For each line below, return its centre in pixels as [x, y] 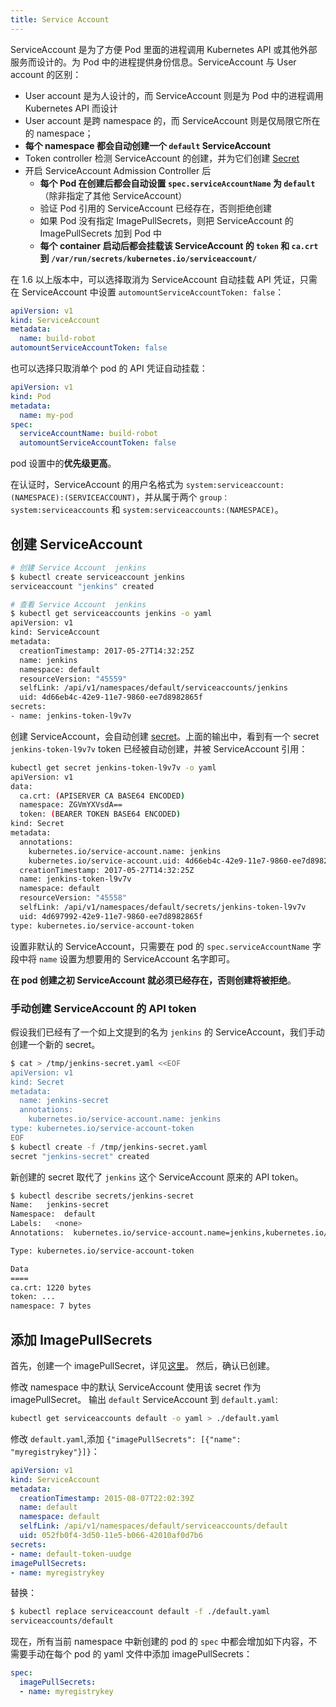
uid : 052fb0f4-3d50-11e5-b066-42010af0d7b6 [111, 1536]
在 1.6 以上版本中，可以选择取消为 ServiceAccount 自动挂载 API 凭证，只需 [164, 279]
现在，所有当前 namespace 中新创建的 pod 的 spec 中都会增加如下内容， [159, 1642]
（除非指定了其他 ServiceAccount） [113, 195]
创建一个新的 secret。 [55, 1044]
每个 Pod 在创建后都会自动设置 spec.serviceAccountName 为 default [177, 183]
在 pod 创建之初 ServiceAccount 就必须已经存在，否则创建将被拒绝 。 [153, 980]
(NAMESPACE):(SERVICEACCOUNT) [73, 498]
